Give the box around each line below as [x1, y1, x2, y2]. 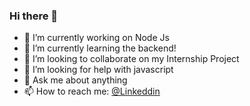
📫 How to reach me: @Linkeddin [23, 85, 161, 98]
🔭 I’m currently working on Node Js [23, 32, 170, 44]
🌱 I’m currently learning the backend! [23, 42, 177, 54]
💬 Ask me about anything [23, 74, 128, 86]
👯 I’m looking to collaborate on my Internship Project [23, 53, 240, 65]
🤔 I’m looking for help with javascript [23, 64, 174, 76]
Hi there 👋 [9, 9, 59, 23]
